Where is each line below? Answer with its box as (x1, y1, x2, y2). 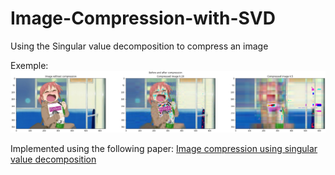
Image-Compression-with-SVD (10, 7, 276, 30)
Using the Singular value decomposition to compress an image (10, 40, 269, 52)
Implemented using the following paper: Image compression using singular (10, 142, 318, 154)
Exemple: (10, 59, 49, 71)
